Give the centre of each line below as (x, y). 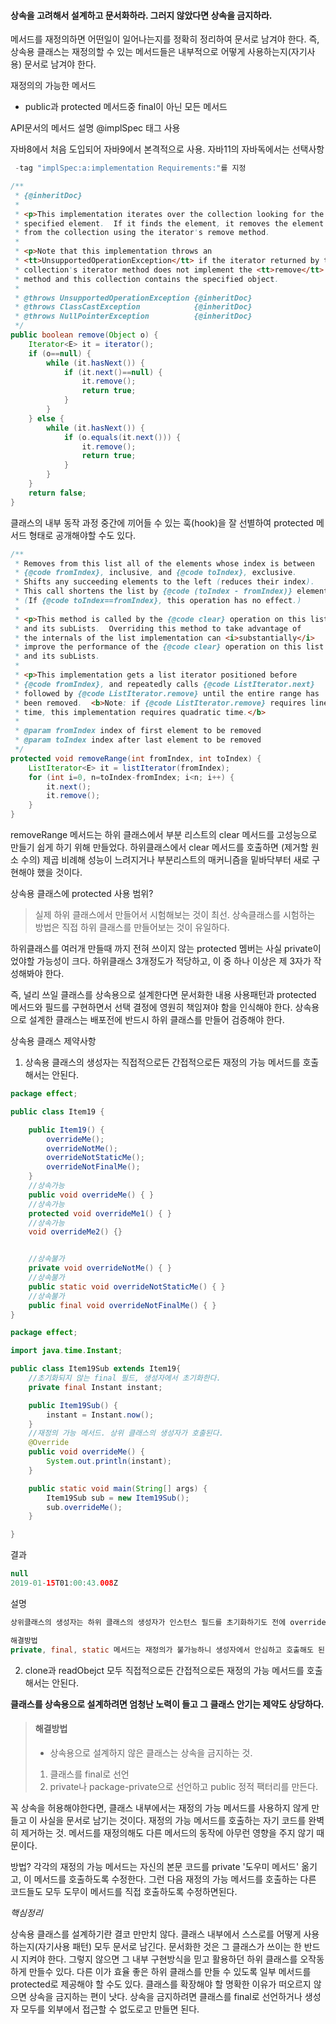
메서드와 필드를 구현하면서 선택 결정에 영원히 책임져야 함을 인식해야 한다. (151, 1007)
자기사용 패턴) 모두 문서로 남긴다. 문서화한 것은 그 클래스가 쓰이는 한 (169, 1946)
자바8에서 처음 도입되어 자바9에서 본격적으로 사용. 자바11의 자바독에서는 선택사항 (167, 149)
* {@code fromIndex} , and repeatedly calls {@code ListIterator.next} (164, 684)
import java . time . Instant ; (66, 1351)
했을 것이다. (59, 872)
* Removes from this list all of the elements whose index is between (164, 563)
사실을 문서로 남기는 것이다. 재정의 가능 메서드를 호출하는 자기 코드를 (173, 1820)
